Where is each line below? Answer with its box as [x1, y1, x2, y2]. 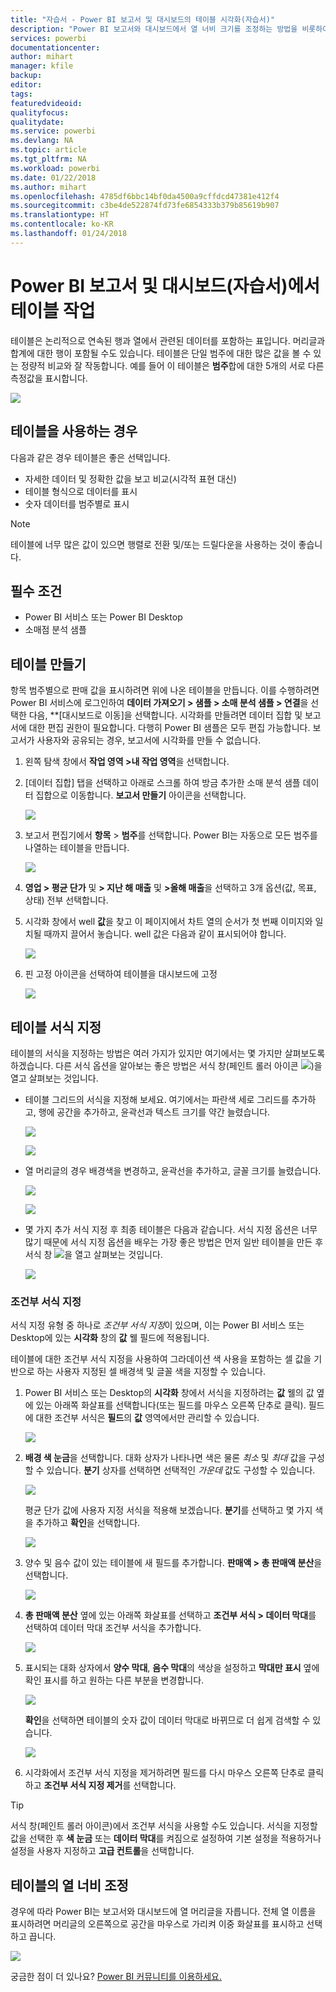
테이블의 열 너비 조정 [10, 1877, 129, 1894]
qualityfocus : [10, 107, 70, 118]
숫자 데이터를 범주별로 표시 [24, 497, 130, 510]
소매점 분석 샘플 [24, 624, 87, 636]
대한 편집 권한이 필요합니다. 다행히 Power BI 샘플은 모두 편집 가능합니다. [28, 722, 311, 734]
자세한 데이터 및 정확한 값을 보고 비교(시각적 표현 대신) [24, 472, 237, 485]
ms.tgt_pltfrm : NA [10, 154, 87, 164]
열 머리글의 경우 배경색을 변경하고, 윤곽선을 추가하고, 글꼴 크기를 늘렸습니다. [24, 1164, 322, 1176]
